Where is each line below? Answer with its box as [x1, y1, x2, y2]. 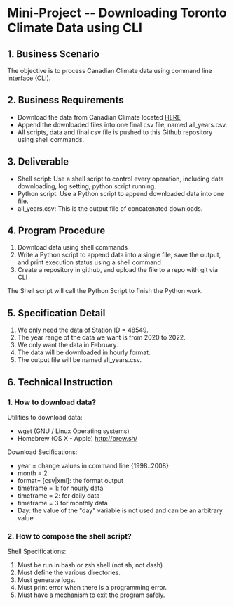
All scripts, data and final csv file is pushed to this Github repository [17, 128, 213, 136]
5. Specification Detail [7, 307, 106, 319]
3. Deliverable [7, 156, 69, 168]
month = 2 [17, 469, 48, 477]
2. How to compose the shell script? [7, 531, 132, 541]
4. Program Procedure [7, 225, 106, 237]
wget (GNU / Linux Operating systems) [17, 427, 130, 435]
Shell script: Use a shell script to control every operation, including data [17, 174, 224, 183]
